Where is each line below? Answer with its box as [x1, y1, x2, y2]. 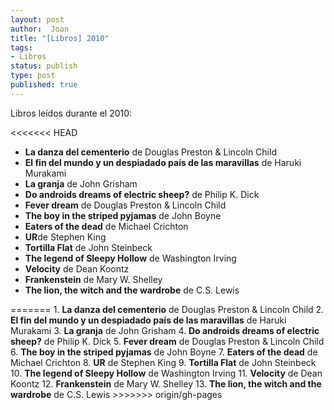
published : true [10, 80, 78, 90]
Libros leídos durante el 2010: [10, 107, 133, 119]
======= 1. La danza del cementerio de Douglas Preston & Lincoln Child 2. [10, 303, 325, 315]
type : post [10, 71, 56, 81]
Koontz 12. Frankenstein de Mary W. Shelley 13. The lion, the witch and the [10, 377, 322, 390]
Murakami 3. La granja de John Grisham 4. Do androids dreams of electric [10, 324, 320, 336]
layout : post [10, 14, 65, 25]
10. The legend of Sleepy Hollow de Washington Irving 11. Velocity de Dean [10, 367, 323, 379]
